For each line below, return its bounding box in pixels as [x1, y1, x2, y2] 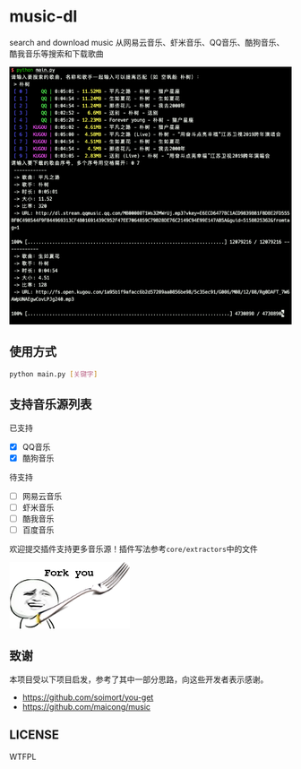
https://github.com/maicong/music [21, 701, 150, 712]
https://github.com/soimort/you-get [21, 692, 154, 703]
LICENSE [9, 728, 60, 743]
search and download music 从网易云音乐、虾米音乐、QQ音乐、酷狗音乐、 [9, 37, 285, 48]
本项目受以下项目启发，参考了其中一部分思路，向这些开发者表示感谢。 [9, 674, 269, 685]
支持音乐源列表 [9, 397, 92, 412]
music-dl [9, 6, 78, 27]
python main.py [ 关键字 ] [9, 369, 99, 378]
